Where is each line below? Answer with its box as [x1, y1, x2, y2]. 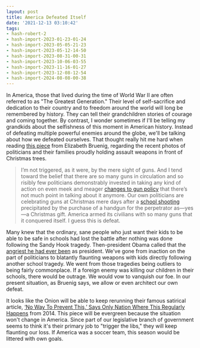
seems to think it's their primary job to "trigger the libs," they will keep [6, 322, 177, 330]
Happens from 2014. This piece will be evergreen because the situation [6, 310, 181, 317]
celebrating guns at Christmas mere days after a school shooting [20, 198, 180, 206]
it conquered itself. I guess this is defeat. [20, 217, 121, 224]
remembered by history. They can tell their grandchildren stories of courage [6, 111, 192, 118]
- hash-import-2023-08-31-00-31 [6, 53, 86, 59]
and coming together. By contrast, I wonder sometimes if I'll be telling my [6, 117, 186, 124]
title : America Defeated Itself [6, 14, 86, 20]
